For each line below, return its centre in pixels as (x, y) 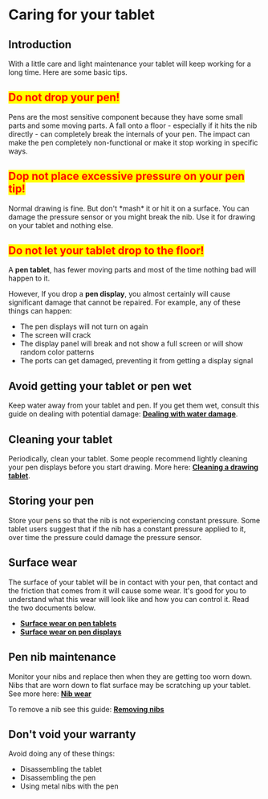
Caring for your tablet (81, 15)
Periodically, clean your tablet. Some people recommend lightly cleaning (128, 459)
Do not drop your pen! (64, 98)
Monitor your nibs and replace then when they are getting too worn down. (130, 676)
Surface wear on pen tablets (68, 623)
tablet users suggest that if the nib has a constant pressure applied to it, (127, 529)
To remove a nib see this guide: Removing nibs (86, 709)
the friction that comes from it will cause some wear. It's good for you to (128, 590)
